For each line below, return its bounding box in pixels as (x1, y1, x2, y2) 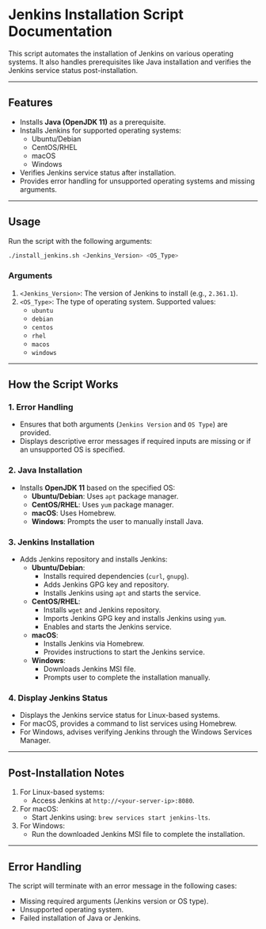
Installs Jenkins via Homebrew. (43, 639, 145, 649)
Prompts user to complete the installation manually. (43, 673, 211, 682)
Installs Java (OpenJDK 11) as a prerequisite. (19, 117, 166, 126)
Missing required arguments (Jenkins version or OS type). (19, 896, 209, 906)
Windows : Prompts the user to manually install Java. (31, 516, 204, 526)
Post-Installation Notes (8, 766, 125, 780)
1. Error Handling (8, 402, 74, 413)
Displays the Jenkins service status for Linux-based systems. (19, 711, 220, 720)
